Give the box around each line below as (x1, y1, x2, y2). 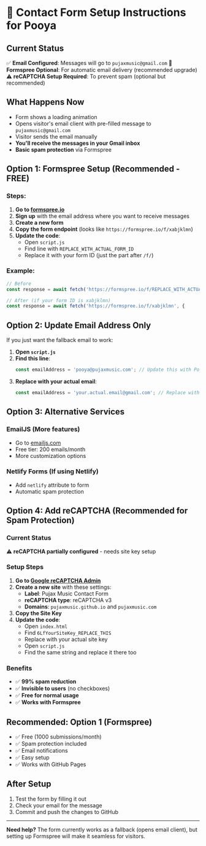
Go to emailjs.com (15, 439, 61, 446)
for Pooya (6, 18, 57, 33)
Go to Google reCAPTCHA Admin (15, 576, 101, 584)
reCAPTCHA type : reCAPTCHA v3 (24, 596, 112, 603)
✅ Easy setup (15, 753, 50, 761)
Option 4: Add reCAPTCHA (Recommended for (6, 506, 188, 516)
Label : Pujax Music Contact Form (24, 589, 109, 597)
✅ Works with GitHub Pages (15, 761, 86, 768)
